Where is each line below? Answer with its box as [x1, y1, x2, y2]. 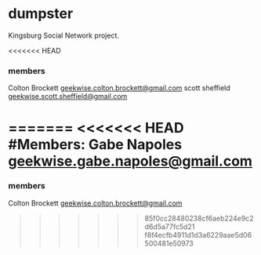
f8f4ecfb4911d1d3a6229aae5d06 [144, 230, 252, 239]
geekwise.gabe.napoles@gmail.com [8, 152, 253, 170]
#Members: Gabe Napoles [8, 136, 183, 154]
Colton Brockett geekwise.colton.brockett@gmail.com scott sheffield [8, 83, 231, 93]
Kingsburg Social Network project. [8, 31, 120, 40]
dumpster [8, 5, 74, 23]
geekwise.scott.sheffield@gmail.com [8, 92, 128, 101]
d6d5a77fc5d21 [144, 221, 195, 231]
